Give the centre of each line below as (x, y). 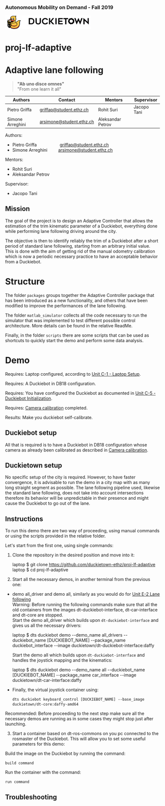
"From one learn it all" (39, 89)
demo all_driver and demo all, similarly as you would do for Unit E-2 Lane (86, 594)
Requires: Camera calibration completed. (46, 408)
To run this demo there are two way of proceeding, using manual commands (82, 531)
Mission (18, 209)
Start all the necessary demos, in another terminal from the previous (81, 580)
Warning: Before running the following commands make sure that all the (85, 605)
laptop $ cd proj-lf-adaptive (40, 570)
